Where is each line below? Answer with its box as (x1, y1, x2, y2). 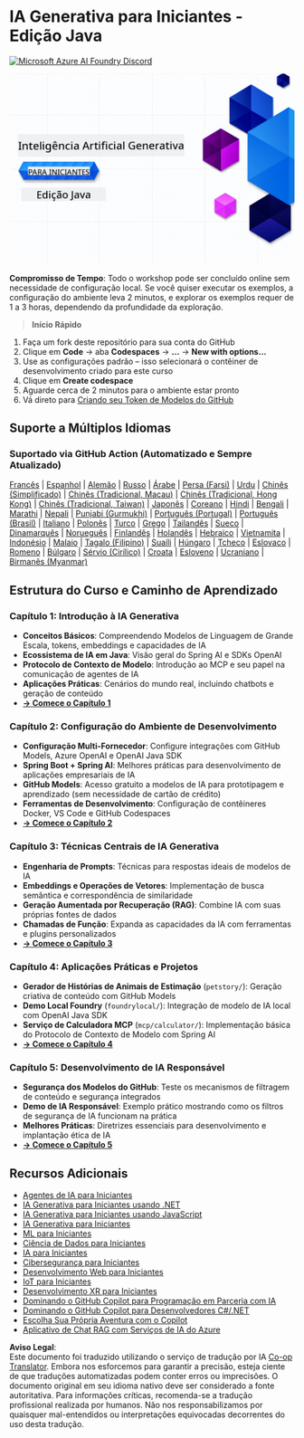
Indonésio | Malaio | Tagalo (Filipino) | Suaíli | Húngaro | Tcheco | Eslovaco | (9, 537, 291, 548)
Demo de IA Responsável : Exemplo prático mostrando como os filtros (22, 1101, 284, 1112)
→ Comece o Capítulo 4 (22, 1038, 113, 1049)
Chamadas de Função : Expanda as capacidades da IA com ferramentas (22, 919, 292, 929)
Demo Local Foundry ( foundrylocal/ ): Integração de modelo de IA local (22, 1000, 291, 1011)
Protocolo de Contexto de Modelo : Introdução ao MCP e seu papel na (22, 659, 285, 670)
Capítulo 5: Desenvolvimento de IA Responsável (9, 1061, 225, 1073)
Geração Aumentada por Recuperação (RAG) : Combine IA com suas (22, 899, 281, 910)
